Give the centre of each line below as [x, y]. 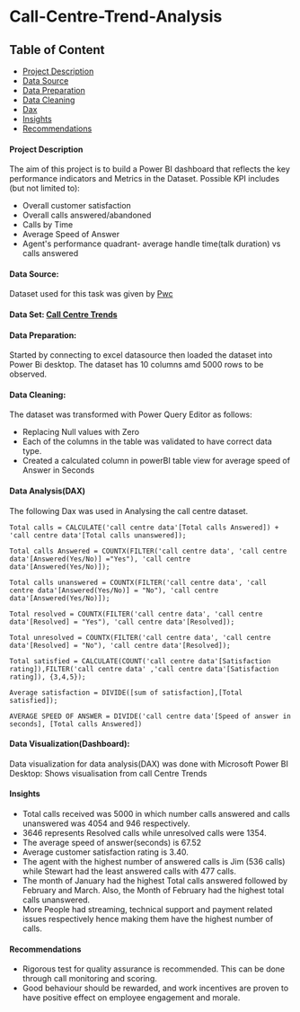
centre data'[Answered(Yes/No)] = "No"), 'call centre [114, 590]
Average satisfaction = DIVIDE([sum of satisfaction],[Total [126, 692]
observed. [28, 374]
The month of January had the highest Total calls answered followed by [155, 881]
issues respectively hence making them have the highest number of [148, 919]
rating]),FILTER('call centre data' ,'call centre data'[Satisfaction [144, 669]
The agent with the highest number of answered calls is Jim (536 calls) [154, 862]
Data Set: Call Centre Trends [64, 315]
